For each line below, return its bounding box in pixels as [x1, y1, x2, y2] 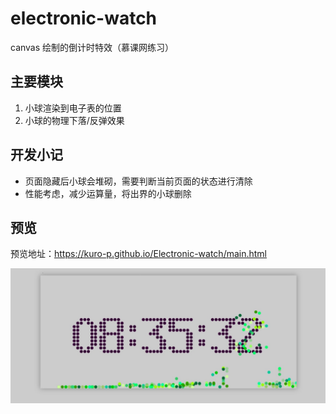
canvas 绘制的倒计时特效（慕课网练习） [10, 41, 175, 53]
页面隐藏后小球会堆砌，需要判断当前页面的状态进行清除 [24, 175, 253, 187]
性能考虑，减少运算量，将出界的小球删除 [24, 187, 192, 199]
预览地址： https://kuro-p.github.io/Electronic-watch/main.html [10, 248, 268, 260]
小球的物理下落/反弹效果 [24, 114, 125, 126]
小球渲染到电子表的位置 [24, 102, 122, 114]
